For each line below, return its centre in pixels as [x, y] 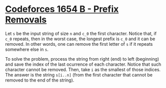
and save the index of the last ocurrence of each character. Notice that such [83, 64]
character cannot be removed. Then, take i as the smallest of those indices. [83, 69]
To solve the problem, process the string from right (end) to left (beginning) [82, 59]
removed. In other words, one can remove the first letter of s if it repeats [79, 44]
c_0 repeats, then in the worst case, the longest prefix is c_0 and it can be [80, 39]
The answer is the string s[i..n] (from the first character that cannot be [79, 75]
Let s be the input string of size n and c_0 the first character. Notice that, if [81, 33]
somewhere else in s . [27, 49]
